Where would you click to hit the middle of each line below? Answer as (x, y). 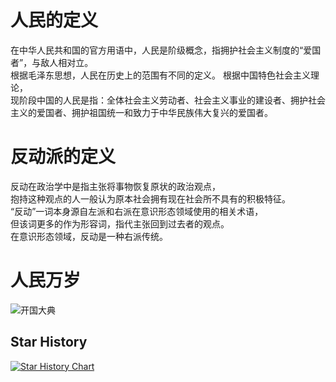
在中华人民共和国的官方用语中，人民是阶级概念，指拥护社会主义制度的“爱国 (166, 50)
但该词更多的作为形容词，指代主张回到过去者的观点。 (120, 223)
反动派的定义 (63, 157)
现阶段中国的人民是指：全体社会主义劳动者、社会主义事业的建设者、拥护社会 (168, 100)
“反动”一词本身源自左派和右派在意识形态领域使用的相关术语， (137, 211)
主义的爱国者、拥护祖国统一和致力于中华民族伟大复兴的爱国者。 (141, 112)
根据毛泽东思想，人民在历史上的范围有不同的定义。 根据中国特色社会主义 (160, 75)
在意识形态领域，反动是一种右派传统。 (89, 236)
